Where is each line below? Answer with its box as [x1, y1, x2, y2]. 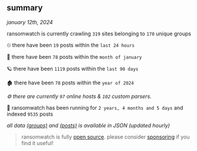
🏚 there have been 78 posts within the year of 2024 [7, 79, 134, 86]
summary [7, 3, 43, 13]
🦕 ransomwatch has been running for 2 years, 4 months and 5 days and [7, 104, 183, 111]
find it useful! [21, 139, 54, 146]
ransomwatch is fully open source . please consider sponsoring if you [21, 133, 190, 140]
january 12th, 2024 [7, 18, 53, 25]
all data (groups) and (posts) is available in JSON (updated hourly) [7, 122, 170, 129]
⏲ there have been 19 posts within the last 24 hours [7, 41, 135, 48]
